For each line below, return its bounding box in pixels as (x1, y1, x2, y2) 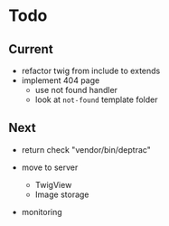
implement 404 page (21, 75, 100, 86)
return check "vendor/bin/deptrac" (21, 144, 151, 155)
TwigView (34, 179, 72, 190)
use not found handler (34, 85, 118, 95)
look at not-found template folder (34, 94, 158, 105)
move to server (21, 162, 79, 173)
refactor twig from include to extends (21, 65, 161, 76)
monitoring (21, 206, 62, 217)
